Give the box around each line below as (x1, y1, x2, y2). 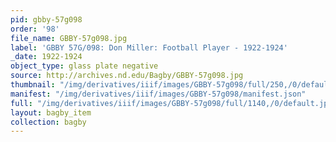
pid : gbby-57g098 (10, 14, 83, 25)
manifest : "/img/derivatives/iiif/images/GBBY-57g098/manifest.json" (10, 89, 307, 99)
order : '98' (10, 24, 60, 34)
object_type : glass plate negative (10, 61, 159, 71)
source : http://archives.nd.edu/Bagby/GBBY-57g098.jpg (10, 71, 244, 81)
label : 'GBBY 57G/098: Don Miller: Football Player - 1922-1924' (10, 42, 288, 53)
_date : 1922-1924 (10, 52, 83, 62)
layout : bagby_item (10, 107, 92, 118)
